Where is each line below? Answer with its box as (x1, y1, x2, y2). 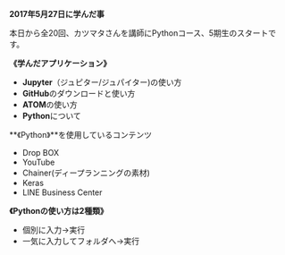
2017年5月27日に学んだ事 (9, 9, 105, 19)
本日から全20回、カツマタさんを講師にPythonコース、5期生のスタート (9, 28, 269, 38)
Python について (21, 111, 82, 121)
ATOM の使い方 (21, 99, 78, 110)
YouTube (21, 157, 55, 167)
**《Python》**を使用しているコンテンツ (9, 130, 152, 140)
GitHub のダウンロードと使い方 (21, 89, 136, 98)
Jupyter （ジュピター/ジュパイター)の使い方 (21, 77, 182, 88)
